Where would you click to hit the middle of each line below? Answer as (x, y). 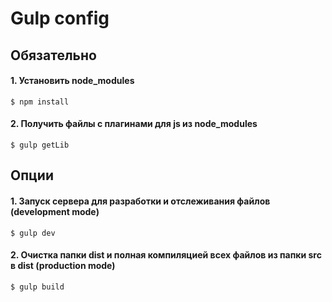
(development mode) (55, 211)
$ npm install (40, 102)
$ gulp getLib (40, 145)
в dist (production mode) (63, 266)
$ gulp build (37, 287)
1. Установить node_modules (72, 81)
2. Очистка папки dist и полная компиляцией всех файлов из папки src (166, 255)
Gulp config (60, 18)
